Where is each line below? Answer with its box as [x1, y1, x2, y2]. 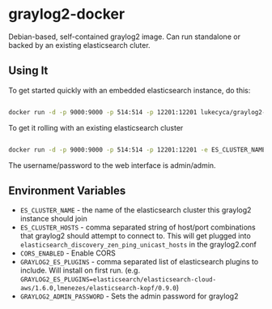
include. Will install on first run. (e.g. [19, 265, 140, 276]
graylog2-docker [8, 5, 125, 24]
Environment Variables [8, 183, 126, 197]
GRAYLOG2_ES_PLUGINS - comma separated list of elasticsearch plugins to [19, 257, 259, 267]
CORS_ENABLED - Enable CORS [19, 248, 116, 258]
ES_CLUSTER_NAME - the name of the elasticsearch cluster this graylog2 [19, 205, 252, 215]
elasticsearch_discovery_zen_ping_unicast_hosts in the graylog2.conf [19, 240, 257, 250]
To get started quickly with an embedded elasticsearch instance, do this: [8, 85, 251, 95]
